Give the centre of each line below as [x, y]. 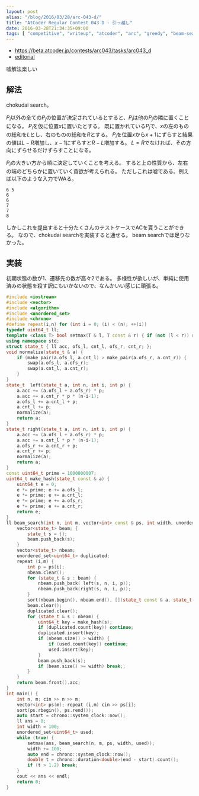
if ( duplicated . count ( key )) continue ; [86, 628]
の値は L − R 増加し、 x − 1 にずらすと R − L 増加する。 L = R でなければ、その [96, 143]
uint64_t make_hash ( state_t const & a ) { [58, 479]
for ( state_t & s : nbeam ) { [63, 616]
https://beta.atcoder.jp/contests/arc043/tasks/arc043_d [83, 50]
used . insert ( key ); [71, 650]
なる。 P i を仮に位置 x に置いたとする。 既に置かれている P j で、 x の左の [95, 127]
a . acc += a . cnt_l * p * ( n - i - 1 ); [58, 440]
